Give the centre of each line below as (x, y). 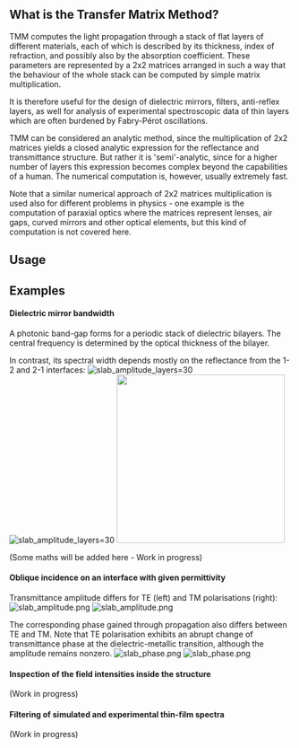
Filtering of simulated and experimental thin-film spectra (117, 714)
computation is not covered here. (70, 232)
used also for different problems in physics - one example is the (127, 203)
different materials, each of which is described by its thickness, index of (142, 46)
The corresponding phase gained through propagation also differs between (149, 625)
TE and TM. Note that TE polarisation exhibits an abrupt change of (131, 634)
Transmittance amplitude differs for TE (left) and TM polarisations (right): (144, 598)
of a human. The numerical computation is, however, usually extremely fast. (149, 176)
